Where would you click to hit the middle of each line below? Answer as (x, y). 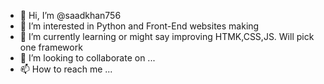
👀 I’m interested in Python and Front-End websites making (139, 26)
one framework (51, 47)
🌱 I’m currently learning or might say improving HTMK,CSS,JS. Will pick (167, 36)
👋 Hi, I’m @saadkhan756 (70, 15)
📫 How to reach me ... (66, 69)
